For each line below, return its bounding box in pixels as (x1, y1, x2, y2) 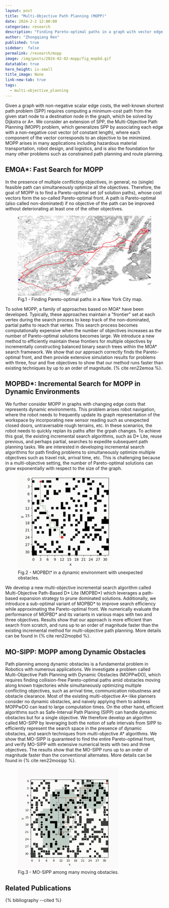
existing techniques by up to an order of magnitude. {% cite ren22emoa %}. (5, 365, 162, 371)
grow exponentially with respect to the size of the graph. (5, 465, 122, 471)
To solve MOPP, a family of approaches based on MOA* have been (5, 306, 144, 312)
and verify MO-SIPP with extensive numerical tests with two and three (5, 741, 150, 747)
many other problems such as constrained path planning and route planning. (5, 150, 163, 156)
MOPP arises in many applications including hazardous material (5, 140, 137, 146)
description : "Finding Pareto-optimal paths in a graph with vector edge (5, 29, 163, 35)
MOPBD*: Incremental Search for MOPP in (5, 380, 141, 388)
